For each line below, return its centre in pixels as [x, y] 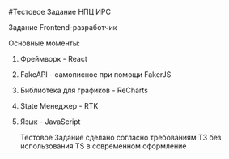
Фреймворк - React [53, 59]
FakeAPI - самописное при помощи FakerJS [95, 75]
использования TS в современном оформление [103, 146]
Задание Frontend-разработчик [63, 27]
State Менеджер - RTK [59, 106]
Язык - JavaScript [50, 122]
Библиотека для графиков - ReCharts [84, 90]
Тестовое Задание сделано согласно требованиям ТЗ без [121, 138]
